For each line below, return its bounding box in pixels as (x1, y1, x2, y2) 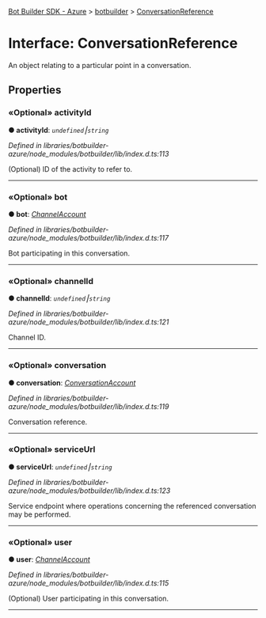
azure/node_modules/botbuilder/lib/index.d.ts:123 (8, 486, 171, 495)
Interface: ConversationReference (8, 35, 238, 52)
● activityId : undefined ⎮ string (8, 125, 109, 135)
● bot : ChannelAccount (8, 209, 86, 218)
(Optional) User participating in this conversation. (8, 593, 169, 604)
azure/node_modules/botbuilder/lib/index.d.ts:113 (8, 149, 169, 158)
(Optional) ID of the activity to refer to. (8, 164, 133, 173)
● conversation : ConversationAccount (8, 377, 136, 387)
